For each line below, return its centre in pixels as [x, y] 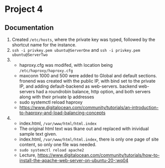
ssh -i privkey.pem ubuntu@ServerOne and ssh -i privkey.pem [76, 50]
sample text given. [38, 134]
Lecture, [28, 155]
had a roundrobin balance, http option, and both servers [93, 91]
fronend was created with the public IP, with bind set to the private [87, 81]
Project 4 [24, 9]
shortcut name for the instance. [44, 45]
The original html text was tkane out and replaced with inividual [84, 129]
